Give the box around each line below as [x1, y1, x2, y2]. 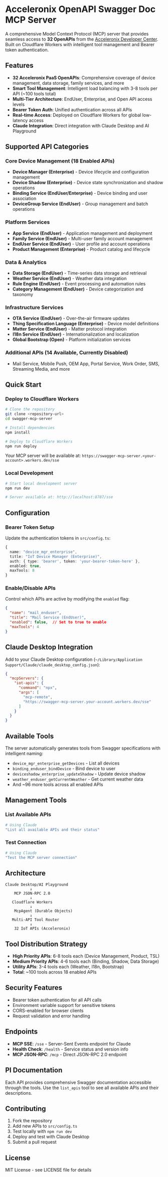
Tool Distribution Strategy [5, 940, 88, 948]
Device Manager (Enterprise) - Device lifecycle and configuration [12, 169, 149, 175]
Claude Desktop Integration [5, 643, 93, 652]
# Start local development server [5, 481, 78, 486]
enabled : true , [10, 563, 42, 568]
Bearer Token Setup [5, 523, 55, 530]
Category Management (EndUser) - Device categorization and [12, 286, 143, 292]
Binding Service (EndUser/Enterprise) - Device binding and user [12, 190, 148, 196]
